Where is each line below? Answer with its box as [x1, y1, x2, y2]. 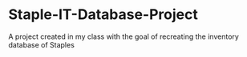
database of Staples [8, 40, 75, 49]
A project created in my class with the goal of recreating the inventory [8, 32, 239, 41]
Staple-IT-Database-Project [8, 6, 198, 24]
